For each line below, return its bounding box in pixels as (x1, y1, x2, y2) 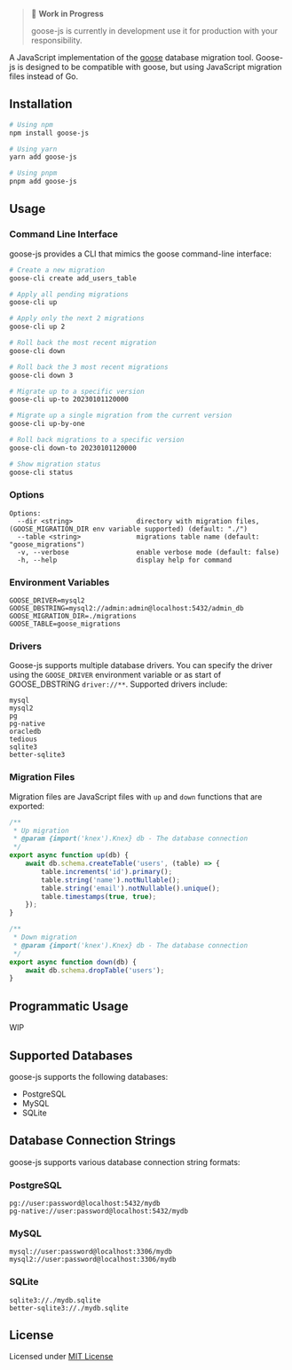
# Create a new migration (9, 265, 105, 274)
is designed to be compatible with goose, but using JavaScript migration (17, 62, 282, 72)
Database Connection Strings (9, 1133, 176, 1148)
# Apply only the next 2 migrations (9, 314, 145, 323)
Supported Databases (9, 1048, 133, 1063)
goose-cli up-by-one (9, 420, 86, 429)
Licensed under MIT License (9, 1351, 114, 1362)
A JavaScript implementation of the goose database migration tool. (9, 52, 255, 62)
